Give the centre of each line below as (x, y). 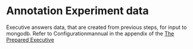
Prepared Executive (30, 40)
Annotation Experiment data (77, 11)
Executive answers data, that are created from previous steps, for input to (96, 27)
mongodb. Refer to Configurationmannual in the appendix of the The (90, 33)
